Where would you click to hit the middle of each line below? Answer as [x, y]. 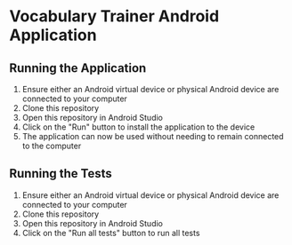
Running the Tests [61, 174]
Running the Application [78, 68]
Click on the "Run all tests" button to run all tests [111, 233]
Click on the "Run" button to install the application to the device [138, 127]
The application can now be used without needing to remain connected [153, 136]
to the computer [52, 146]
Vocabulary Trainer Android [114, 16]
